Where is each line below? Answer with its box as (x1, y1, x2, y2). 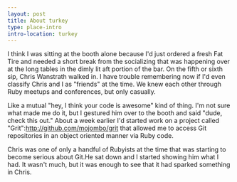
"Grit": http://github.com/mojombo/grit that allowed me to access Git (7, 124, 207, 132)
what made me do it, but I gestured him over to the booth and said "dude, (7, 109, 223, 117)
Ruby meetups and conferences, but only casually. (7, 87, 156, 96)
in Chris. (7, 168, 32, 176)
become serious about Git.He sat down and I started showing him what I (7, 153, 219, 161)
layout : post (7, 10, 46, 18)
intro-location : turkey (7, 30, 78, 38)
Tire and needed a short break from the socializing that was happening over (7, 58, 230, 66)
